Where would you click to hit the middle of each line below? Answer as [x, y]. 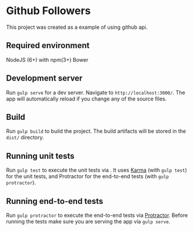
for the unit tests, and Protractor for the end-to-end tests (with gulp [88, 176]
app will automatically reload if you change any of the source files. [86, 99]
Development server [44, 78]
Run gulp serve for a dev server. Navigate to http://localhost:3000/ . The [96, 92]
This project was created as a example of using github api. [77, 27]
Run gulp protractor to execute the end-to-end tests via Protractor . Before [97, 215]
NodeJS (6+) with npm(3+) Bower [47, 59]
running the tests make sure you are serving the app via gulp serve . [88, 221]
